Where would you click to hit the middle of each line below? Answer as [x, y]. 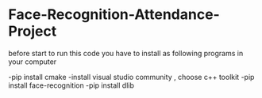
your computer [33, 62]
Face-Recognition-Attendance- [114, 15]
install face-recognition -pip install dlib [71, 85]
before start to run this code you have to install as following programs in [126, 53]
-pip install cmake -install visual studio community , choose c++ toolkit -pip [131, 77]
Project [33, 31]
